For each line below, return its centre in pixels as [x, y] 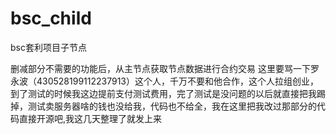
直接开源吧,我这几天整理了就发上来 [90, 118]
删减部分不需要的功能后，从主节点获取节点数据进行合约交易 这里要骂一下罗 [165, 68]
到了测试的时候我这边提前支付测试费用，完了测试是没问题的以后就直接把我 [163, 93]
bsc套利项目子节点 [48, 47]
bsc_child [51, 18]
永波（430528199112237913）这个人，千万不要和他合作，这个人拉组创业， [165, 81]
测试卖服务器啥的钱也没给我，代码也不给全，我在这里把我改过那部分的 [172, 106]
